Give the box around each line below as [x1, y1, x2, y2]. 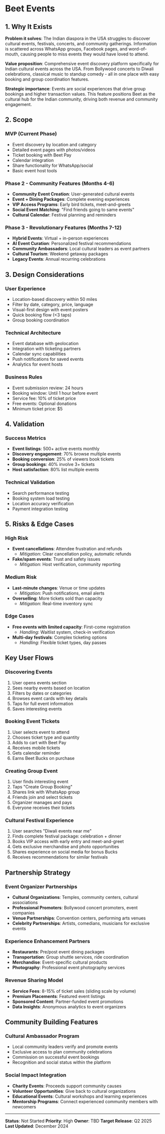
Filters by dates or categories [12, 690, 72, 696]
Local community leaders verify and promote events [12, 1044, 118, 1050]
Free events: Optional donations [12, 401, 77, 406]
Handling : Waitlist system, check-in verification [19, 629, 115, 635]
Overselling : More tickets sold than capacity [12, 595, 103, 601]
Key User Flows [5, 654, 54, 662]
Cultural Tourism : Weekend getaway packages [12, 251, 109, 257]
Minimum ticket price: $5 [12, 405, 63, 411]
